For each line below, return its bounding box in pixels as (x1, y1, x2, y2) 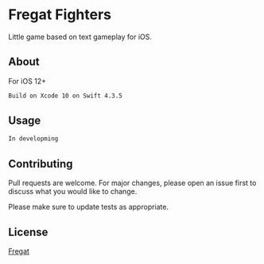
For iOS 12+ (8, 76, 46, 85)
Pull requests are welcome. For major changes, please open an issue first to (8, 178, 257, 188)
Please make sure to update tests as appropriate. (8, 202, 169, 212)
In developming (8, 135, 59, 143)
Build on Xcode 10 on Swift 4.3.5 (8, 92, 123, 100)
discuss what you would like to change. (8, 187, 138, 196)
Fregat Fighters (8, 6, 112, 24)
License (8, 225, 49, 238)
